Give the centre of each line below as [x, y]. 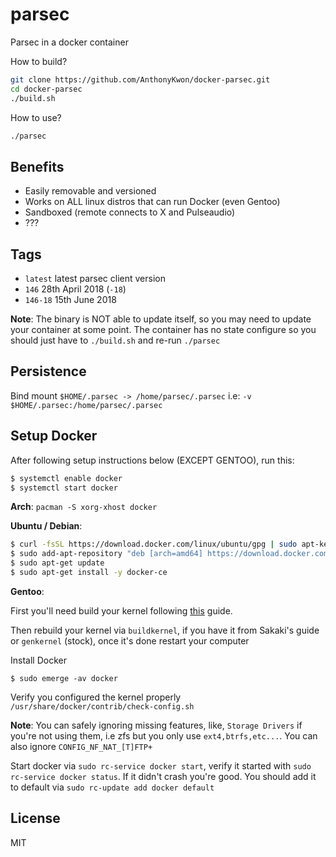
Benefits [37, 166]
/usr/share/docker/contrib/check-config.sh [102, 706]
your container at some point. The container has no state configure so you [163, 330]
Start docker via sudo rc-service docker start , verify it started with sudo [161, 765]
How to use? [36, 117]
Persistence [48, 371]
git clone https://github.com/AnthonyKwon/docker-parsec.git [140, 79]
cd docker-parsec [46, 89]
